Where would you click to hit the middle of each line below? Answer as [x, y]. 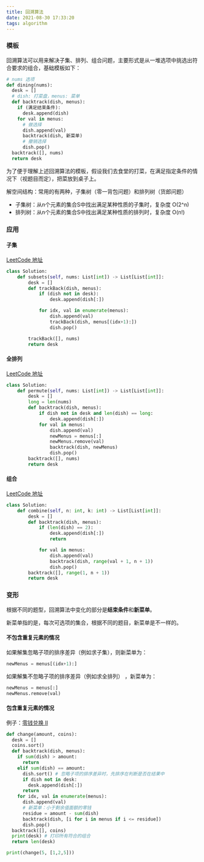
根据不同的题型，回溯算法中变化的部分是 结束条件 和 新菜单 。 [81, 609]
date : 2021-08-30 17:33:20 [40, 18]
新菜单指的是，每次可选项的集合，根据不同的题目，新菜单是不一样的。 [94, 623]
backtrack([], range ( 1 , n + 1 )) [69, 573]
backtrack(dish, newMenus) [84, 447]
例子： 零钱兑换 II [27, 722]
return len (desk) [34, 842]
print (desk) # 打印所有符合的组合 [51, 836]
